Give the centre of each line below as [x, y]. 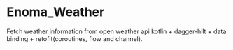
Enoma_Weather [56, 12]
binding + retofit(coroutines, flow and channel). [75, 38]
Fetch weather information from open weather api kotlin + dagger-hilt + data [116, 31]
